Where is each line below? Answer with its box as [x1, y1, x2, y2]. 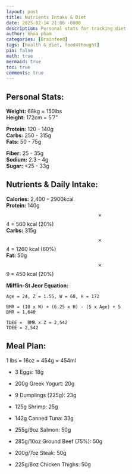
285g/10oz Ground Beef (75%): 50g [14, 438, 103, 445]
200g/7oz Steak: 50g [14, 449, 67, 456]
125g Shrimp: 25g [14, 403, 58, 410]
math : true [6, 53, 33, 59]
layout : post [6, 8, 39, 15]
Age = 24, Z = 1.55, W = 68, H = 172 [6, 293, 100, 299]
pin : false [6, 48, 33, 54]
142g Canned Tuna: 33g [14, 414, 74, 422]
